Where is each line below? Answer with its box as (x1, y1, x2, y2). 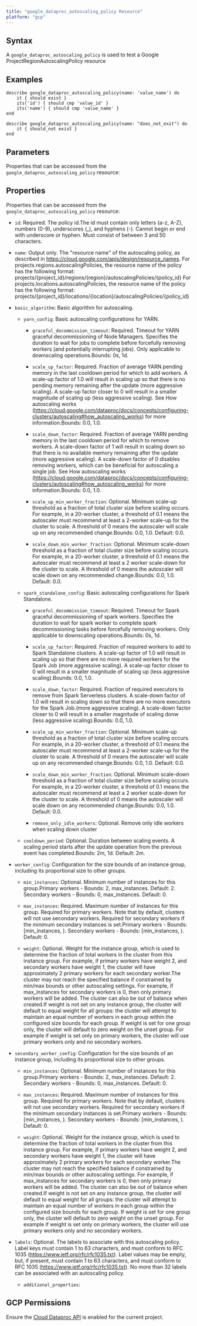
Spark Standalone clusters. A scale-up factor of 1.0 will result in (32, 649, 186, 656)
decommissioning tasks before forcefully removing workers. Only (32, 625, 191, 632)
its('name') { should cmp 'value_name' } (16, 106, 119, 111)
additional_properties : (23, 1281, 80, 1288)
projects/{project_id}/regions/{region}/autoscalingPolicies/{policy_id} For (14, 274, 191, 281)
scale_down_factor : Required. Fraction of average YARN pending (32, 430, 188, 438)
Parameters (6, 147, 50, 157)
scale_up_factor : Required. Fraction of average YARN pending (32, 363, 183, 370)
